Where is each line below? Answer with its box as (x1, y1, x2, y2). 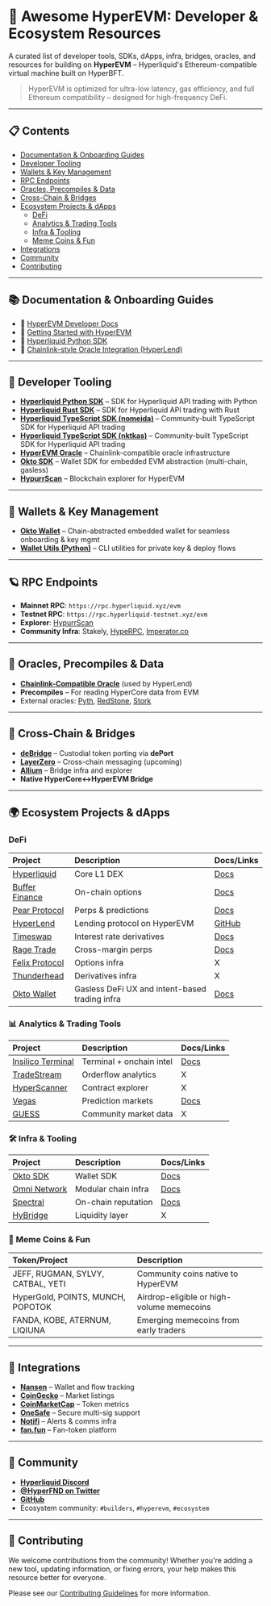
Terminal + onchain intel (81, 1056, 173, 1067)
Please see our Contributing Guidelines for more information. (8, 1588, 211, 1598)
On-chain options (74, 886, 143, 898)
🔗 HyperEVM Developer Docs (19, 319, 119, 328)
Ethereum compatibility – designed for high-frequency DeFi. (27, 92, 227, 102)
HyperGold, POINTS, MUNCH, (12, 1291, 127, 1303)
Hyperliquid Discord (19, 1477, 90, 1487)
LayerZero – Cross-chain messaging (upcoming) (19, 757, 183, 766)
